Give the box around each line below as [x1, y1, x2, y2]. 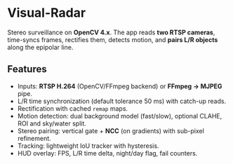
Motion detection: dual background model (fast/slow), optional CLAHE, [17, 111, 222, 120]
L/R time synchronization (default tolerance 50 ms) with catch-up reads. [17, 97, 227, 105]
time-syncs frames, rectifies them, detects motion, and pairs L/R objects [7, 35, 218, 43]
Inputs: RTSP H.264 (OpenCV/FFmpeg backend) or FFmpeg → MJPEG [17, 82, 222, 90]
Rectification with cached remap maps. [17, 104, 128, 113]
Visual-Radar [7, 5, 86, 21]
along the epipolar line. [7, 43, 74, 51]
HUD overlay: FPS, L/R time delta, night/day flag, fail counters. [17, 149, 198, 157]
